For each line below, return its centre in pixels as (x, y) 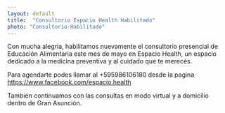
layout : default (31, 14)
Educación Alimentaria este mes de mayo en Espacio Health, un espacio (112, 54)
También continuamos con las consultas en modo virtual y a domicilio (108, 96)
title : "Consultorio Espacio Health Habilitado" (82, 20)
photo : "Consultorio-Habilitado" (56, 27)
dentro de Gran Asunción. (45, 103)
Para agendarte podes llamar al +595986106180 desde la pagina (101, 75)
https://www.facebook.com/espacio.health (69, 82)
